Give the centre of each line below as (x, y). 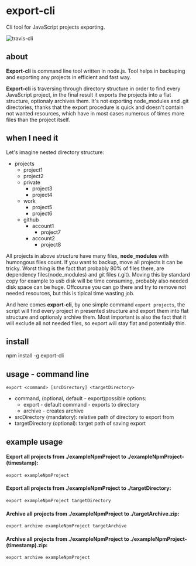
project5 (42, 207)
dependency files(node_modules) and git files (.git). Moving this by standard (98, 274)
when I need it (32, 138)
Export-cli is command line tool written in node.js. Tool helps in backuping (96, 71)
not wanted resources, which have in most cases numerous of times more (95, 113)
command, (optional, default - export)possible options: (80, 398)
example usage (35, 441)
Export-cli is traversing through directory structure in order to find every (93, 88)
